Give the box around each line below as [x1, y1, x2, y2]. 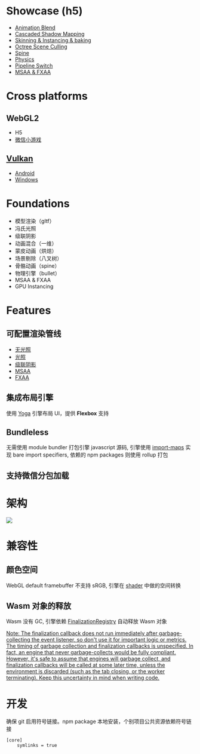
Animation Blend [14, 24, 56, 31]
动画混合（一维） [14, 240, 57, 247]
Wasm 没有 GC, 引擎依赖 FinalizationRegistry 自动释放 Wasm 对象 [6, 618, 167, 625]
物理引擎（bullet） [14, 269, 61, 277]
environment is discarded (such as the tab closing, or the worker [6, 668, 165, 675]
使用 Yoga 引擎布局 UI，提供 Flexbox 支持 [6, 409, 109, 416]
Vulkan [6, 154, 33, 164]
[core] [6, 737, 23, 743]
